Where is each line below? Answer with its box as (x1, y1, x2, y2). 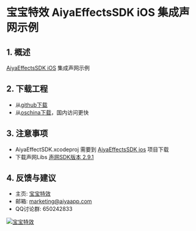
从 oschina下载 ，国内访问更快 (15, 108, 89, 116)
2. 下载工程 (6, 84, 48, 94)
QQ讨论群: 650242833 (15, 205, 73, 213)
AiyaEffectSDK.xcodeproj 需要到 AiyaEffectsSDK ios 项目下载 (15, 146, 169, 153)
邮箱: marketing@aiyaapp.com (15, 197, 92, 205)
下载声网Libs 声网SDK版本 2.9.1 (15, 153, 94, 160)
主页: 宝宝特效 (15, 190, 51, 197)
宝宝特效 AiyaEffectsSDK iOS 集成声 (6, 5, 190, 20)
